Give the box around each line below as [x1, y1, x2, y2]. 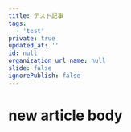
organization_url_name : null [8, 57, 106, 65]
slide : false [8, 64, 52, 72]
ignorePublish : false [8, 72, 81, 80]
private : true [8, 34, 56, 43]
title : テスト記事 [8, 11, 64, 20]
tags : [8, 19, 27, 27]
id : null [8, 49, 38, 57]
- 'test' [15, 27, 45, 35]
